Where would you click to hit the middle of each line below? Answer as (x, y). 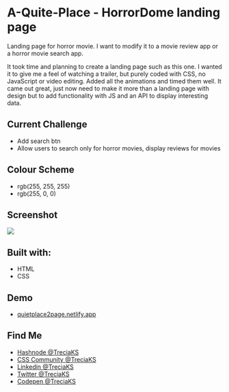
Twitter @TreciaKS (43, 374)
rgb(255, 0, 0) (37, 194)
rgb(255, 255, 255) (43, 186)
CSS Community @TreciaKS (57, 359)
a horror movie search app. (45, 53)
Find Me (25, 336)
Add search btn (39, 141)
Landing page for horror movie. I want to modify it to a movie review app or (113, 46)
